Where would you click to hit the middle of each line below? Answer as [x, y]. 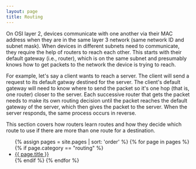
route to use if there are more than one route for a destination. [81, 130]
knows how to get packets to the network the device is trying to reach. [91, 64]
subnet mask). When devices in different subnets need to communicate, [93, 46]
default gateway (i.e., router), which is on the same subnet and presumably [97, 58]
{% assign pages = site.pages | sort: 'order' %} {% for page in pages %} [102, 142]
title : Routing [25, 17]
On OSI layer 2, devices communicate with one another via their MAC [90, 33]
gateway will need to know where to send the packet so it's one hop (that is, [98, 88]
